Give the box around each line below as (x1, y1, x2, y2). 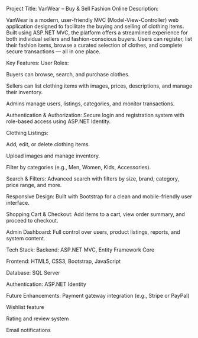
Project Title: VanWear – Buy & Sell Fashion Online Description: (6, 5, 159, 12)
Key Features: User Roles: (6, 59, 69, 66)
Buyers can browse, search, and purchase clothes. (6, 71, 130, 78)
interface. (6, 199, 30, 206)
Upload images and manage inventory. (6, 152, 100, 159)
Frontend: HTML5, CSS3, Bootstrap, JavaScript (6, 257, 121, 265)
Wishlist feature (6, 304, 44, 310)
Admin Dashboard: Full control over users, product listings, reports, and (6, 228, 180, 236)
